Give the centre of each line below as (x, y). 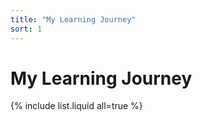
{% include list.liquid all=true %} (76, 106)
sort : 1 (26, 29)
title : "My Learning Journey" (73, 19)
